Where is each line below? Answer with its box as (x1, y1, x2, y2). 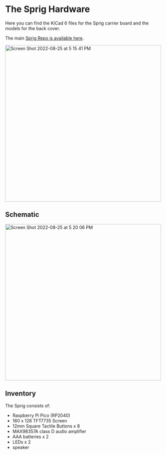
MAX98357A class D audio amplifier (12, 428, 86, 434)
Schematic (5, 210, 39, 219)
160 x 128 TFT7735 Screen (12, 417, 67, 423)
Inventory (5, 389, 36, 398)
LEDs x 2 (12, 439, 31, 445)
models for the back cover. (5, 25, 60, 31)
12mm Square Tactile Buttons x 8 (12, 423, 80, 429)
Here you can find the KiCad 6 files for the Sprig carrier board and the (5, 20, 149, 26)
